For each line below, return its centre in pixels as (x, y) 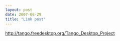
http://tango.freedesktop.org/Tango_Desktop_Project (60, 33)
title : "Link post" (26, 19)
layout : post (19, 10)
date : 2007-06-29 (23, 14)
